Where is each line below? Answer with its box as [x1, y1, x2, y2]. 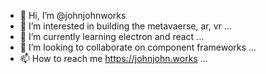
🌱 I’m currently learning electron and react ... [19, 31, 205, 42]
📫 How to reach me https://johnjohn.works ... [19, 53, 208, 64]
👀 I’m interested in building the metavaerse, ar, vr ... [19, 20, 232, 32]
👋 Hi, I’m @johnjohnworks [19, 10, 127, 21]
